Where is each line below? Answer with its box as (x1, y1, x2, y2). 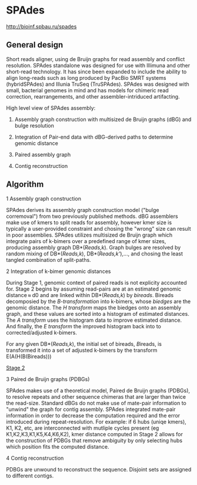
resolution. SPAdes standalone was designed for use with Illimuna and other (6, 62, 190, 69)
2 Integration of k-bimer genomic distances (6, 268, 111, 275)
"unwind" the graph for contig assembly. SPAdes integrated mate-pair (6, 406, 176, 413)
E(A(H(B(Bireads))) (6, 353, 52, 360)
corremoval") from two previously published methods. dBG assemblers (6, 213, 178, 220)
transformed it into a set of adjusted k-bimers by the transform (6, 346, 158, 353)
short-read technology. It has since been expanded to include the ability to (6, 68, 187, 75)
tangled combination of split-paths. (6, 256, 91, 263)
